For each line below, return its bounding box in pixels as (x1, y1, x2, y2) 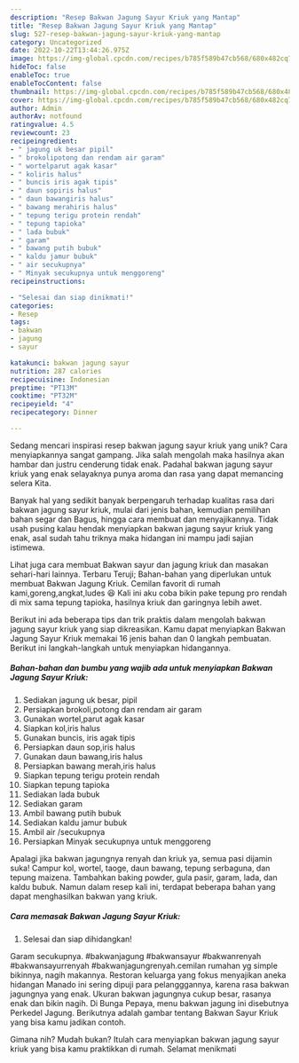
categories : (10, 301, 54, 311)
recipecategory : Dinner (10, 408, 98, 417)
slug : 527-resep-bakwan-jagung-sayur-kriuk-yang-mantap (10, 29, 221, 38)
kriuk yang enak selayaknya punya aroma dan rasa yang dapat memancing (10, 468, 284, 479)
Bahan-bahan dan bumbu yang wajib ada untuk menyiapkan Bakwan (10, 663, 273, 673)
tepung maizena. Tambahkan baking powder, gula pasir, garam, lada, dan (10, 871, 278, 883)
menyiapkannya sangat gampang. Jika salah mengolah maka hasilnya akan (10, 449, 285, 460)
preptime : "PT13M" (10, 383, 78, 392)
